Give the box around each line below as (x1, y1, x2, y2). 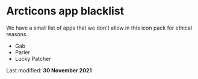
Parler (14, 48, 30, 55)
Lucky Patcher (14, 55, 51, 62)
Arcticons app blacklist (6, 4, 125, 18)
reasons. (6, 30, 28, 37)
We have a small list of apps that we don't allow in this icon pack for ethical (6, 24, 193, 31)
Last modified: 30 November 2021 (6, 66, 92, 74)
